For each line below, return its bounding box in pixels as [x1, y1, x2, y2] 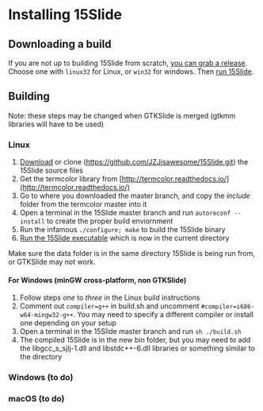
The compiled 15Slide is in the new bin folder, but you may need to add [19, 335, 251, 345]
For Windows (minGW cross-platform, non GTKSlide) [8, 275, 187, 285]
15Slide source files [19, 165, 83, 176]
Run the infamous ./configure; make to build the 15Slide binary [19, 225, 226, 235]
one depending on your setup [19, 318, 117, 328]
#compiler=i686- [200, 303, 255, 311]
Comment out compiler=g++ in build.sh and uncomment [19, 301, 200, 311]
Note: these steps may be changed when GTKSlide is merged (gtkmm [8, 111, 236, 120]
